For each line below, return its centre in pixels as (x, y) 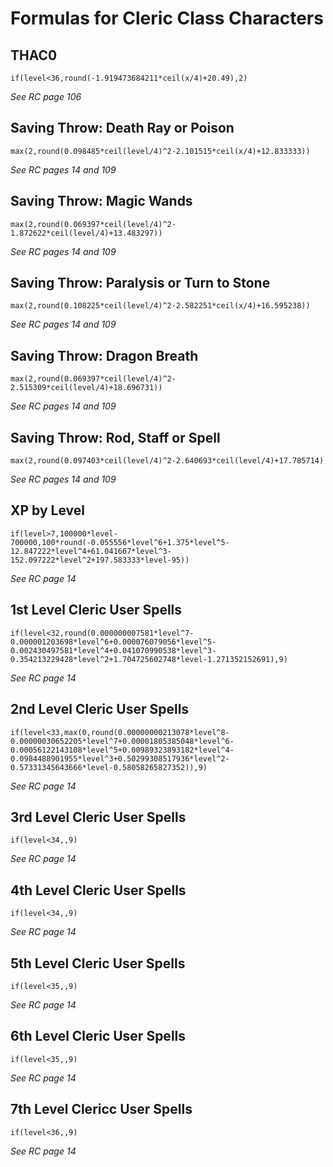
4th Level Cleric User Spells (98, 890)
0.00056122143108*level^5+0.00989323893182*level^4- (122, 750)
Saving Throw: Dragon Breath (104, 355)
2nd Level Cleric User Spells (100, 709)
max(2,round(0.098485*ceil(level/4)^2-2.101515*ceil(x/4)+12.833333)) (160, 151)
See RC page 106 (46, 96)
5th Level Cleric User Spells (98, 963)
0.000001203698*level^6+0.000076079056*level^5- (113, 642)
